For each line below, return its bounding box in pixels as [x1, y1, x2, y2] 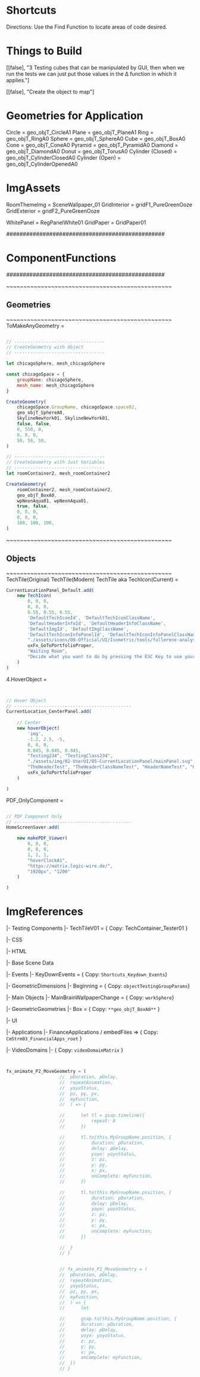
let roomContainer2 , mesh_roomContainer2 [6, 470, 111, 476]
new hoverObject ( [17, 725, 60, 731]
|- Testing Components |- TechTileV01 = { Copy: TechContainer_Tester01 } [6, 925, 188, 932]
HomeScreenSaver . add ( [6, 824, 60, 830]
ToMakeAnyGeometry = [6, 322, 65, 329]
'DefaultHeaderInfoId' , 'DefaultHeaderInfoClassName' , [27, 621, 167, 627]
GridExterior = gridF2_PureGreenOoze [6, 207, 100, 215]
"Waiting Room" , [27, 648, 68, 655]
